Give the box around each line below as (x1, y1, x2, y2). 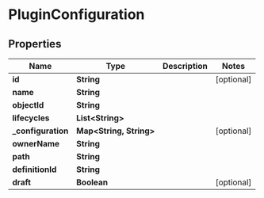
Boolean (76, 177, 109, 188)
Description (162, 61, 208, 71)
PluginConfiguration (8, 6, 145, 24)
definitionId (12, 164, 57, 175)
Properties (8, 37, 62, 51)
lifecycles (12, 112, 50, 124)
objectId (12, 100, 44, 110)
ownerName (12, 139, 60, 149)
